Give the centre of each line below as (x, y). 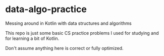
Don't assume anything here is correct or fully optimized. (64, 48)
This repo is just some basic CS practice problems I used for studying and (82, 33)
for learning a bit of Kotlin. (32, 38)
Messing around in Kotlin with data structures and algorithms (69, 23)
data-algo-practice (46, 9)
